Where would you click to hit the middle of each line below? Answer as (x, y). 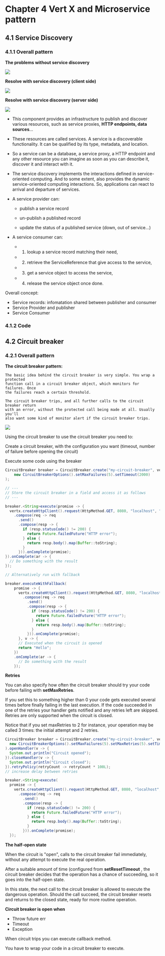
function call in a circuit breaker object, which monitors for (72, 384)
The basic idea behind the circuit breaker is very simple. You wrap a (80, 376)
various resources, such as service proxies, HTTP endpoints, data (80, 124)
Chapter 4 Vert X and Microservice (78, 9)
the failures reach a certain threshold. (48, 393)
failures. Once (21, 388)
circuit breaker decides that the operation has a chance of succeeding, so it (82, 874)
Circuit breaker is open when (35, 909)
